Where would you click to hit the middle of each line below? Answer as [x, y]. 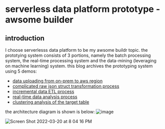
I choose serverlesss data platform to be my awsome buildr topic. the [76, 50]
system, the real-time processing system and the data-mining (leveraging [81, 61]
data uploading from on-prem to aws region [57, 81]
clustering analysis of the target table [51, 102]
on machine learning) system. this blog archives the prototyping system [79, 66]
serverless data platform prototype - [83, 9]
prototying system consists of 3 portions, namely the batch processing [78, 55]
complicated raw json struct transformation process [66, 86]
